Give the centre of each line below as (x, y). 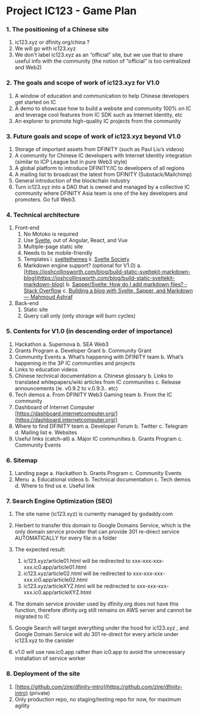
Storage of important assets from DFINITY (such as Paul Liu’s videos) (99, 149)
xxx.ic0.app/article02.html (55, 580)
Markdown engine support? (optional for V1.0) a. (83, 265)
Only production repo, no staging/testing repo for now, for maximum (98, 699)
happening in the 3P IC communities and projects (75, 363)
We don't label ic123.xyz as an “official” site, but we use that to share (99, 55)
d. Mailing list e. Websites (46, 432)
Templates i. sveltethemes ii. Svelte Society (76, 259)
